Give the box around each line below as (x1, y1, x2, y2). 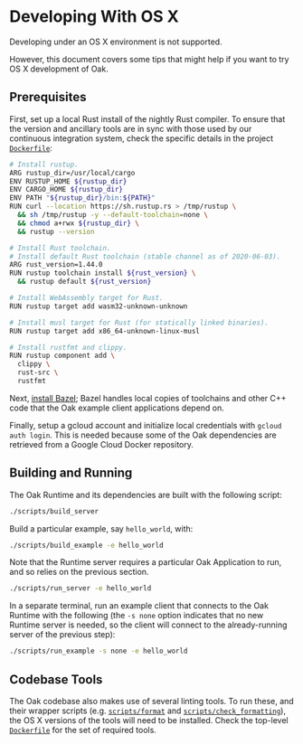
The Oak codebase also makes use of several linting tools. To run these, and (9, 696, 294, 706)
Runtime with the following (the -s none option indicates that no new (9, 610, 264, 621)
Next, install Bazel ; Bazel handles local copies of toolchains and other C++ (9, 392, 287, 403)
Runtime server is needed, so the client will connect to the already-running (9, 619, 288, 630)
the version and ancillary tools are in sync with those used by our (9, 123, 252, 134)
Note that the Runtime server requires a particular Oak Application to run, (9, 557, 282, 568)
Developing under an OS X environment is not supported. (9, 36, 223, 47)
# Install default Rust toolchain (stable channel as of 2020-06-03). (9, 251, 281, 261)
